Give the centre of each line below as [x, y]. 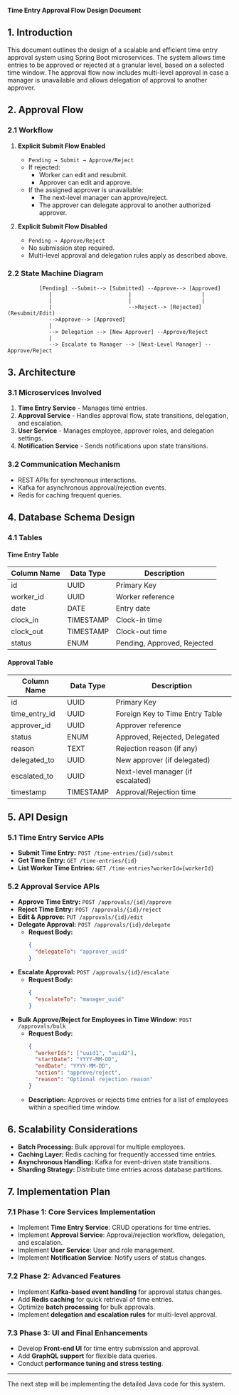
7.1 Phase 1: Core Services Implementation [81, 1211]
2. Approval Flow [46, 110]
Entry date [133, 609]
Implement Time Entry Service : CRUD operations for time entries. [114, 1228]
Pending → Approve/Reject [67, 241]
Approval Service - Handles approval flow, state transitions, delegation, [123, 416]
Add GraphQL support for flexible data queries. [87, 1356]
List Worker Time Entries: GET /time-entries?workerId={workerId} [116, 868]
